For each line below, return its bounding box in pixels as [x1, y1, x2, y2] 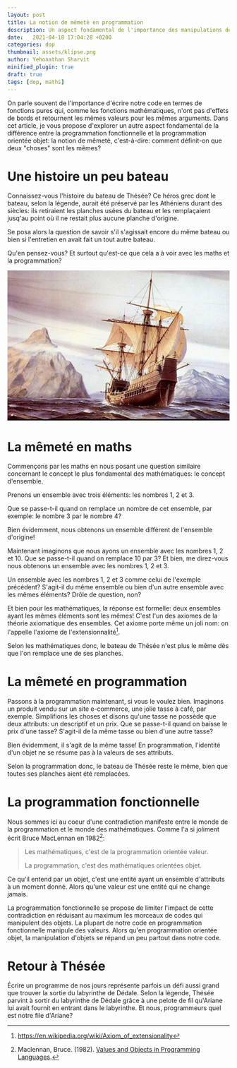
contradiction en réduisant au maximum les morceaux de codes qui [7, 911, 203, 919]
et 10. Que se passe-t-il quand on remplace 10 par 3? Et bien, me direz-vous [7, 554, 229, 563]
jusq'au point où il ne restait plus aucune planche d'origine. [7, 214, 179, 222]
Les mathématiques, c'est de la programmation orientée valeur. [24, 847, 209, 856]
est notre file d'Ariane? [7, 1012, 73, 1020]
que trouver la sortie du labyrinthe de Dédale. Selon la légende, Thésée [7, 989, 214, 997]
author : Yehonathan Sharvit [7, 56, 90, 64]
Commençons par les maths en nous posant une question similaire [7, 462, 201, 471]
